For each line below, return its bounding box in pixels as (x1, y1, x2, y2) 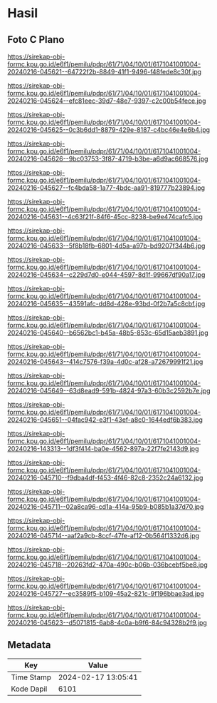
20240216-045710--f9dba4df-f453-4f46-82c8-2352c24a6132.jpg (7, 473, 203, 482)
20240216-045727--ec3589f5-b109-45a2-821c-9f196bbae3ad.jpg (7, 590, 204, 597)
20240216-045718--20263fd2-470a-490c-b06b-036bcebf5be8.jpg (7, 560, 208, 569)
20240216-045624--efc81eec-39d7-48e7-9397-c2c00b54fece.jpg (7, 96, 206, 105)
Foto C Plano (7, 34, 65, 46)
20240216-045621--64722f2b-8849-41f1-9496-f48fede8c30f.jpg (7, 68, 201, 76)
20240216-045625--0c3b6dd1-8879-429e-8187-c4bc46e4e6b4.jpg (7, 126, 211, 133)
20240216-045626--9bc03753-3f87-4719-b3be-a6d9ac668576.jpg (7, 155, 208, 163)
